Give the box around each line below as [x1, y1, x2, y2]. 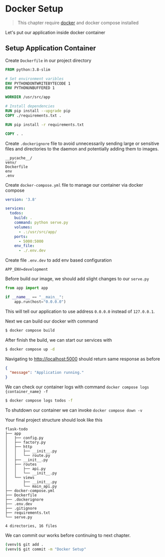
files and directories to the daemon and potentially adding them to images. [5, 145, 159, 151]
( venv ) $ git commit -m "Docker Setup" [5, 546, 86, 551]
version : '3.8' [5, 197, 37, 202]
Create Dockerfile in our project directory [5, 57, 92, 63]
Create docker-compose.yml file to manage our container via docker [5, 182, 143, 188]
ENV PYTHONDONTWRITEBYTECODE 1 [5, 81, 71, 86]
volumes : [14, 224, 33, 229]
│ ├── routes [5, 462, 37, 467]
